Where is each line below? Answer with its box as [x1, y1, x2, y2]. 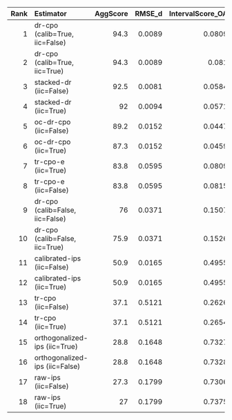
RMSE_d [134, 9, 163, 18]
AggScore [94, 9, 128, 18]
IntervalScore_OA [168, 9, 228, 18]
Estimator [34, 9, 67, 18]
